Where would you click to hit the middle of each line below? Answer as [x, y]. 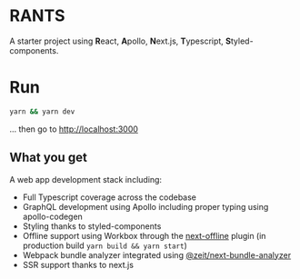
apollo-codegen [53, 216]
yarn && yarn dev [42, 111]
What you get [49, 158]
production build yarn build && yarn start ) [105, 245]
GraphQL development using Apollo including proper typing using [145, 206]
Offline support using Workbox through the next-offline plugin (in [144, 235]
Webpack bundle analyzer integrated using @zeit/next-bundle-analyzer [157, 254]
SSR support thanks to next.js [78, 264]
